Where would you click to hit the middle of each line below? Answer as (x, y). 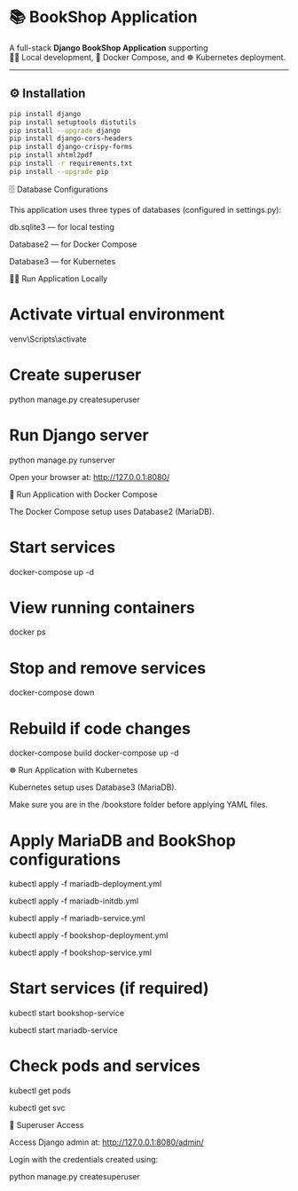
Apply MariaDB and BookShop (123, 840)
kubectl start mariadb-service (63, 1030)
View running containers (102, 607)
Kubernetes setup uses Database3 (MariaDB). (93, 787)
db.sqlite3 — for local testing (62, 226)
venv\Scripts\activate (48, 339)
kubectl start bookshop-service (67, 1014)
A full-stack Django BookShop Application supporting (109, 47)
